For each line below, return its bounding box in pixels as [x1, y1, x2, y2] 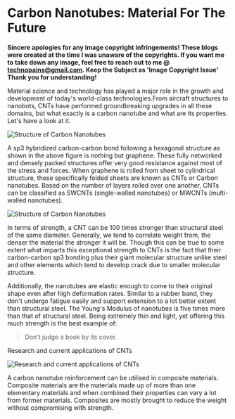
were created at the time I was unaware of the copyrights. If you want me [7, 51, 225, 59]
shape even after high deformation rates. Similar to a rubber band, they [7, 289, 213, 297]
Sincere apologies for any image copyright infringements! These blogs [7, 43, 219, 51]
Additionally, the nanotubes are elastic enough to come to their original [7, 281, 212, 290]
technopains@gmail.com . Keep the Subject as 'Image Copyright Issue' [7, 65, 219, 74]
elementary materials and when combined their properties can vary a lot [7, 388, 217, 397]
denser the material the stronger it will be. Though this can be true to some [7, 238, 224, 247]
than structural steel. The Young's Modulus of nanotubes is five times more [7, 304, 225, 312]
